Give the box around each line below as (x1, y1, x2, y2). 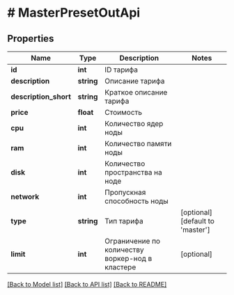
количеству (104, 245, 144, 255)
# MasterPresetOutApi (7, 5, 141, 21)
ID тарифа (104, 65, 138, 74)
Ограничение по (104, 237, 161, 246)
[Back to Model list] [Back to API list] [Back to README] (7, 280, 167, 288)
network (10, 192, 40, 201)
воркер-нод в (104, 254, 153, 263)
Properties (7, 33, 54, 45)
